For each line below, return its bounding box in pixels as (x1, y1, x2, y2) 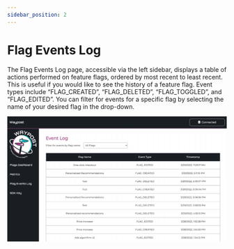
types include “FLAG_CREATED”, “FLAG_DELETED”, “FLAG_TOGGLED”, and (7, 87, 222, 96)
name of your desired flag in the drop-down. (7, 102, 134, 111)
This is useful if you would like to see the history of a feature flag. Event (7, 80, 212, 89)
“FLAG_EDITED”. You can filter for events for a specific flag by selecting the (7, 95, 224, 103)
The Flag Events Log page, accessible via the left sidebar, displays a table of (7, 65, 227, 73)
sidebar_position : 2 (7, 11, 68, 18)
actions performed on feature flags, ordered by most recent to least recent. (7, 73, 223, 81)
